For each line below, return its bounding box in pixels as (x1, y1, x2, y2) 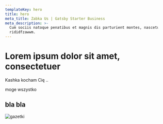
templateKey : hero (5, 7, 42, 12)
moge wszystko (5, 86, 37, 92)
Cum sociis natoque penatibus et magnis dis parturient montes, (9, 25, 142, 30)
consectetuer (5, 61, 61, 72)
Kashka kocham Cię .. (5, 77, 49, 83)
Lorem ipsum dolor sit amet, (5, 51, 120, 62)
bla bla (5, 101, 26, 109)
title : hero (5, 12, 29, 17)
